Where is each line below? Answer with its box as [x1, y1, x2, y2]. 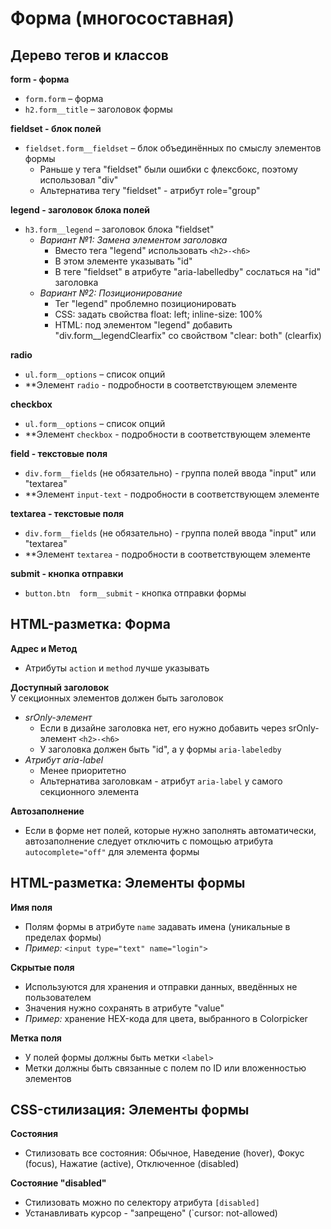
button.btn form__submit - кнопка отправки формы [24, 587, 247, 599]
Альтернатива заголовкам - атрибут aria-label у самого [39, 775, 283, 787]
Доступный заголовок [10, 681, 110, 693]
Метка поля [10, 1032, 62, 1044]
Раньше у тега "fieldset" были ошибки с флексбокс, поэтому [39, 163, 298, 175]
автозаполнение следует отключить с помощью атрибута [24, 835, 273, 847]
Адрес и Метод [10, 642, 78, 654]
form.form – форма [24, 93, 104, 104]
